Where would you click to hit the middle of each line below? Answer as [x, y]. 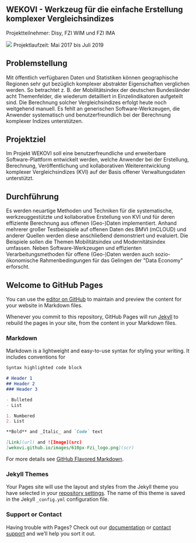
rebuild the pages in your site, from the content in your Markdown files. [91, 323]
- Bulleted [19, 400]
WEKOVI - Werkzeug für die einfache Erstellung [94, 10]
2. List [15, 421]
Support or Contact [34, 514]
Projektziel [26, 140]
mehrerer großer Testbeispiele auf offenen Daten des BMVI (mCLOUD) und [96, 229]
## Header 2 [20, 384]
